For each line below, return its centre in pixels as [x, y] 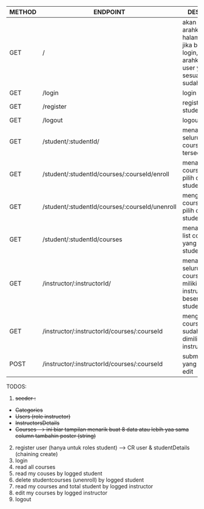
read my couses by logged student [59, 473]
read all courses [35, 467]
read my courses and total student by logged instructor [84, 486]
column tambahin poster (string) [55, 436]
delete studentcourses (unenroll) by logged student [80, 480]
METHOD [23, 12]
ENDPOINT [109, 12]
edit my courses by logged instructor [61, 493]
